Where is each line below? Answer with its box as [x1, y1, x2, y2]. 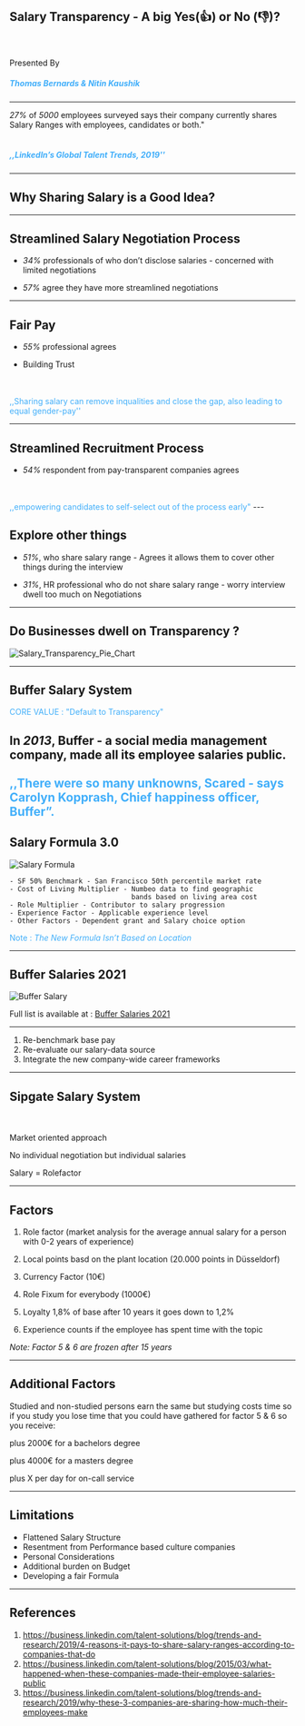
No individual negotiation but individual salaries [9, 1150, 186, 1161]
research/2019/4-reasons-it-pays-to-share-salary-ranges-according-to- [22, 1639, 295, 1650]
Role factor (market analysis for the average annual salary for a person [22, 1226, 288, 1237]
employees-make [22, 1706, 88, 1717]
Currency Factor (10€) [22, 1272, 106, 1283]
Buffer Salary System [9, 682, 133, 699]
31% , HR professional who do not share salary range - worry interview [22, 579, 286, 590]
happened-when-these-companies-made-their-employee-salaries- [22, 1668, 276, 1679]
